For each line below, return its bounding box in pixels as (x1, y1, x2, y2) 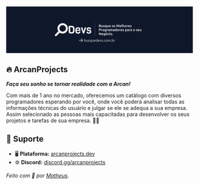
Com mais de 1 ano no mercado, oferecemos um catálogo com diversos (6, 92, 182, 99)
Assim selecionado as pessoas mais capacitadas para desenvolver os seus (6, 111, 190, 118)
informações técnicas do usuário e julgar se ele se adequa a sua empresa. (6, 104, 188, 111)
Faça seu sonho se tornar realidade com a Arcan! (6, 80, 131, 87)
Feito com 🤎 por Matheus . (6, 172, 69, 179)
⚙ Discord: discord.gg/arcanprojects (14, 158, 105, 165)
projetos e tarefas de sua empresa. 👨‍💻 (6, 116, 99, 124)
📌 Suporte (6, 134, 44, 144)
